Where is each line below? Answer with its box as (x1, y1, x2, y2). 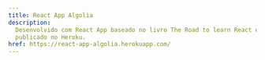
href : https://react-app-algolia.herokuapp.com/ (8, 41, 171, 48)
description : (8, 19, 51, 26)
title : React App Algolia (8, 11, 93, 19)
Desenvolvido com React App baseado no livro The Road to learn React (15, 26, 252, 34)
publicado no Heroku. (15, 33, 87, 41)
